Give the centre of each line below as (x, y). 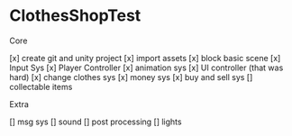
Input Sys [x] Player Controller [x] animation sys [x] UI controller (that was (146, 68)
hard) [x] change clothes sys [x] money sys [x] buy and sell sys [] (131, 77)
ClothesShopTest (75, 16)
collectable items (41, 86)
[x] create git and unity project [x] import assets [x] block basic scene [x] (145, 58)
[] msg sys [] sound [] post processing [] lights (96, 122)
